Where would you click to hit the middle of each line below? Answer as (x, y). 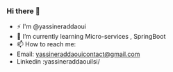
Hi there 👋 (24, 11)
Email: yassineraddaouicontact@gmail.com (78, 54)
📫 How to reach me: (46, 44)
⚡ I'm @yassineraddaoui (51, 26)
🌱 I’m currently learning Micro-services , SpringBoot (91, 37)
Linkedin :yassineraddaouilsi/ (58, 62)
